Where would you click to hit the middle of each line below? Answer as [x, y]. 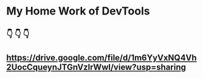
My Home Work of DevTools [78, 11]
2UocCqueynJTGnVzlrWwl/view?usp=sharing [96, 67]
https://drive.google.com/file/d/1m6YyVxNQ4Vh [101, 58]
